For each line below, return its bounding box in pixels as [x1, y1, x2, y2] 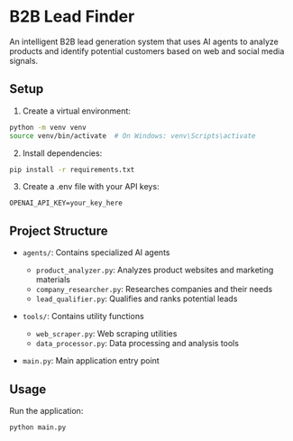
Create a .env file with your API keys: [22, 181, 160, 192]
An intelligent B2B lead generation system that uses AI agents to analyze [9, 36, 279, 47]
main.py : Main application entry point [22, 355, 160, 366]
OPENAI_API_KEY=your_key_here [9, 198, 124, 208]
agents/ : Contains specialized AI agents [22, 247, 170, 258]
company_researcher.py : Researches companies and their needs [35, 284, 273, 295]
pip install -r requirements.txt [9, 165, 135, 174]
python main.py [9, 423, 67, 432]
